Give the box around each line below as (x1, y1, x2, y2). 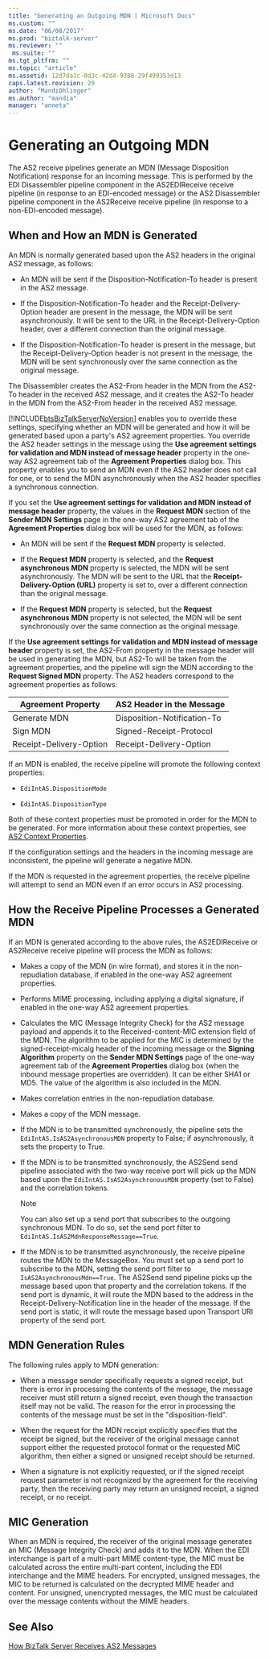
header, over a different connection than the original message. (19, 323, 226, 334)
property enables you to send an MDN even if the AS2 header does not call (8, 464, 257, 475)
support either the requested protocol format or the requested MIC (19, 1442, 241, 1452)
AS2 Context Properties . (8, 831, 88, 841)
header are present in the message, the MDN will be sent (43, 307, 233, 316)
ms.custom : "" (8, 19, 56, 27)
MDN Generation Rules (8, 1339, 125, 1352)
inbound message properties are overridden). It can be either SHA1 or (19, 1069, 251, 1079)
